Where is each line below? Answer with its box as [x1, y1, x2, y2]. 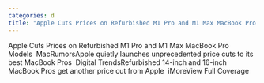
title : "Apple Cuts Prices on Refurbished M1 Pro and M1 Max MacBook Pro [8, 19, 257, 27]
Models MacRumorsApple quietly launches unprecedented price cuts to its [8, 49, 254, 58]
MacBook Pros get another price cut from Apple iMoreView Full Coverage [8, 66, 250, 75]
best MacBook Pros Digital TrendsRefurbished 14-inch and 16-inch [8, 57, 228, 67]
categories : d [8, 11, 55, 20]
